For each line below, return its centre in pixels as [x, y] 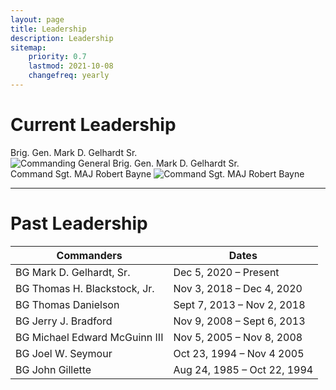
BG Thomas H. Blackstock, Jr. [85, 288]
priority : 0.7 [57, 57]
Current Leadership [93, 125]
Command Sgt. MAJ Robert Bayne [81, 173]
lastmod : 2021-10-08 [71, 66]
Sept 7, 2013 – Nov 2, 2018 [239, 304]
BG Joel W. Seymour [64, 353]
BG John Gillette [53, 369]
